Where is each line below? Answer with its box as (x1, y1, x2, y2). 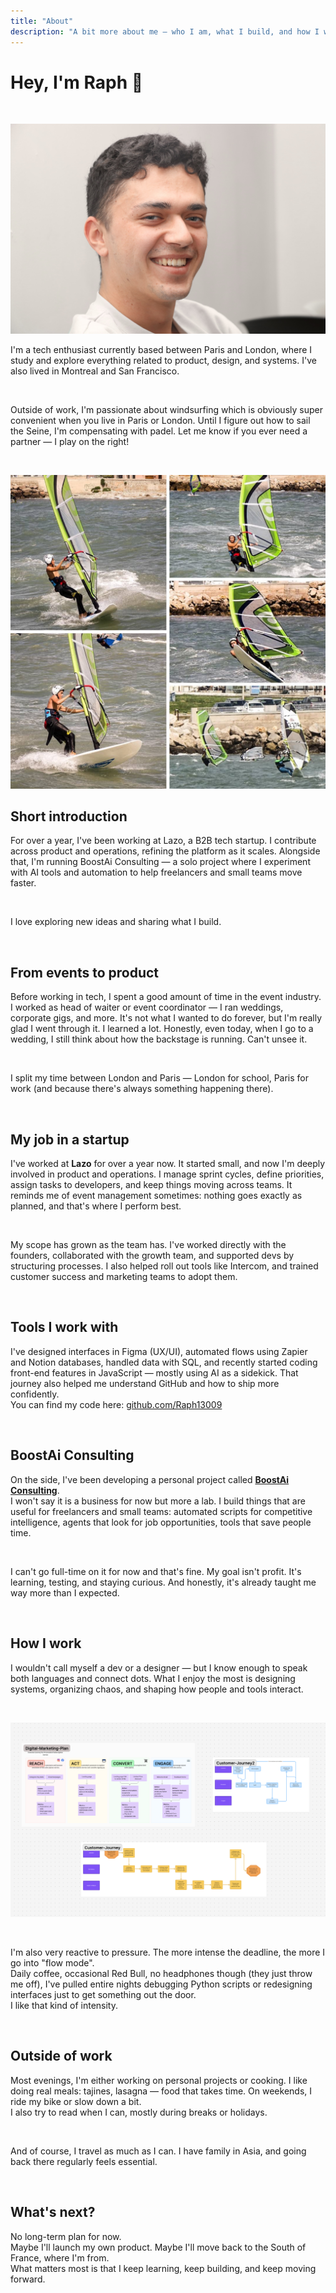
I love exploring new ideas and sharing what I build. (10, 916, 222, 928)
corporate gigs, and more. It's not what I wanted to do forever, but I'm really (10, 1012, 323, 1024)
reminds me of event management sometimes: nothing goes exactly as (10, 1190, 303, 1202)
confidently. (10, 1388, 60, 1400)
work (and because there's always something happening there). (10, 1083, 274, 1095)
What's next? (10, 2204, 96, 2221)
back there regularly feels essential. (10, 2155, 158, 2167)
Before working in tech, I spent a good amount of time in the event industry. (10, 991, 322, 1003)
